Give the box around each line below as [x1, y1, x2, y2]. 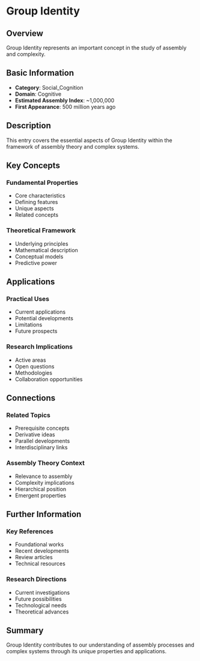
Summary [6, 625, 44, 636]
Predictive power [14, 259, 57, 266]
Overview [6, 28, 44, 39]
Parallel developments [14, 438, 70, 445]
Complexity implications [14, 479, 75, 486]
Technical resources [14, 560, 66, 567]
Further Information [6, 509, 82, 519]
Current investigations [14, 589, 70, 596]
